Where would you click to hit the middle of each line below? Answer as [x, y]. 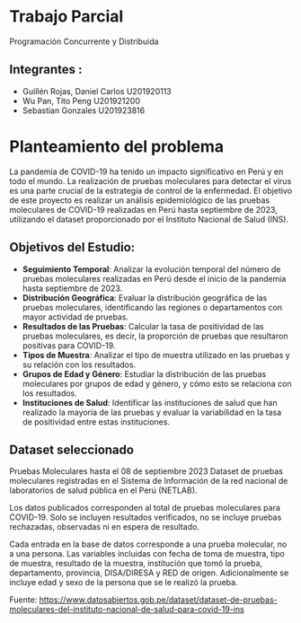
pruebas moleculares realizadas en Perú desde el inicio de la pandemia [154, 278]
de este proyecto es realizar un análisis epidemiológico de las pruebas [140, 200]
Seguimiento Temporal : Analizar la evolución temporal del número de [151, 269]
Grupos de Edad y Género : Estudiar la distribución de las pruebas [144, 373]
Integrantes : [46, 70]
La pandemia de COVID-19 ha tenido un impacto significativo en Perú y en [146, 171]
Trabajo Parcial [66, 17]
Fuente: [23, 600]
